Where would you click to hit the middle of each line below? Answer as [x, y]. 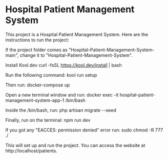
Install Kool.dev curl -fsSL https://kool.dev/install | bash [64, 65]
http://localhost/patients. [31, 151]
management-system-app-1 [35, 100]
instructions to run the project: [37, 40]
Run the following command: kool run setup [51, 75]
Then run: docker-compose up [38, 85]
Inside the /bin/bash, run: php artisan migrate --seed [61, 110]
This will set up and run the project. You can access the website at [75, 145]
